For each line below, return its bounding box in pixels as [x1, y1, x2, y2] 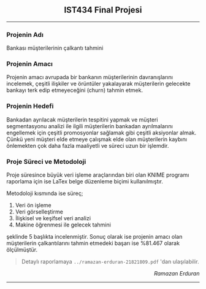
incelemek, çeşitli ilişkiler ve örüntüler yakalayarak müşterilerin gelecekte [6, 80, 191, 88]
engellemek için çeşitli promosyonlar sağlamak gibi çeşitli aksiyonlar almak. [6, 129, 197, 136]
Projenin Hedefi [6, 102, 54, 110]
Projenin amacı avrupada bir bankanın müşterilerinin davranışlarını [6, 74, 174, 81]
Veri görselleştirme [15, 208, 63, 215]
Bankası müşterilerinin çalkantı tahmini [6, 44, 104, 52]
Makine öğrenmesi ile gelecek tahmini [15, 221, 112, 228]
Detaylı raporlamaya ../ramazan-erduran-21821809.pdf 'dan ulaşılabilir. [21, 258, 199, 265]
